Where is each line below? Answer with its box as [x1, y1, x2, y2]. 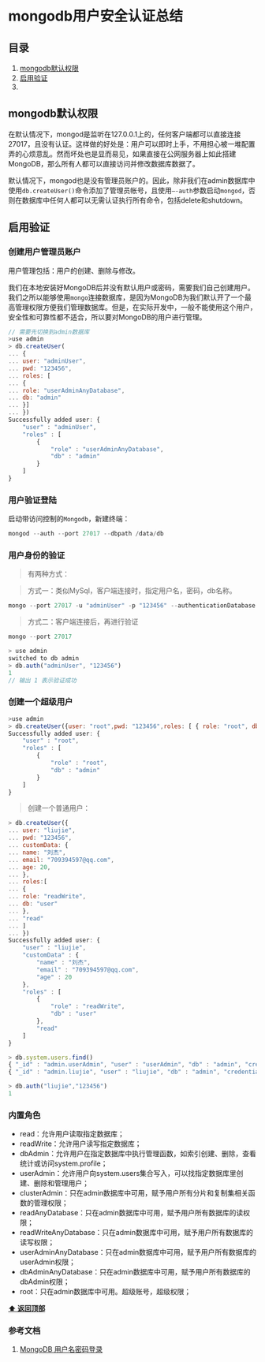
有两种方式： [27, 569, 69, 579]
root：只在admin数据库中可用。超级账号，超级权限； [19, 1287, 192, 1297]
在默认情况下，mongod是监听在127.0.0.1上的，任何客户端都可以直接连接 [8, 129, 241, 139]
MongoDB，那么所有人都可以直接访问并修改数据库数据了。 [8, 159, 200, 168]
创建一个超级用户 [8, 696, 73, 707]
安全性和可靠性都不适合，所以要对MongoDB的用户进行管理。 [8, 312, 207, 322]
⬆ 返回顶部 [8, 1304, 46, 1313]
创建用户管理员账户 [8, 246, 81, 257]
